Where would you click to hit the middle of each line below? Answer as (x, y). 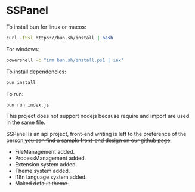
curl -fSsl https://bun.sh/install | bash (60, 38)
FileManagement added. (45, 152)
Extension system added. (46, 165)
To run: (15, 94)
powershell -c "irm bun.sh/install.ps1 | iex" (65, 60)
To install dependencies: (36, 72)
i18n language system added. (51, 177)
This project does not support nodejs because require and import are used (98, 116)
